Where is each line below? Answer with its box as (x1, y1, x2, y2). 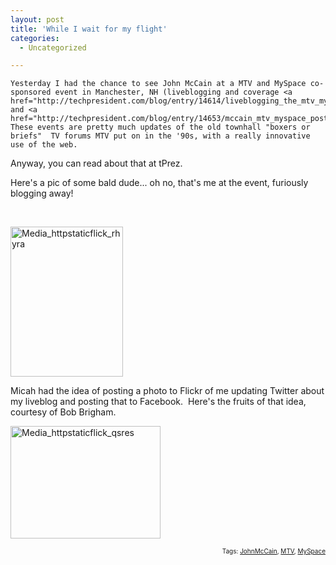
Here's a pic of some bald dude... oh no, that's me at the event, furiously (10, 177, 309, 189)
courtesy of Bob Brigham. (10, 406, 117, 418)
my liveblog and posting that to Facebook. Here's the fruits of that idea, (10, 396, 307, 408)
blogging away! (10, 187, 74, 200)
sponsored (10, 87, 52, 98)
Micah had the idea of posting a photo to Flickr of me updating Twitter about (10, 385, 325, 397)
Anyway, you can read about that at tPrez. (10, 157, 183, 170)
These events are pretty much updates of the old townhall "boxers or (10, 122, 311, 133)
